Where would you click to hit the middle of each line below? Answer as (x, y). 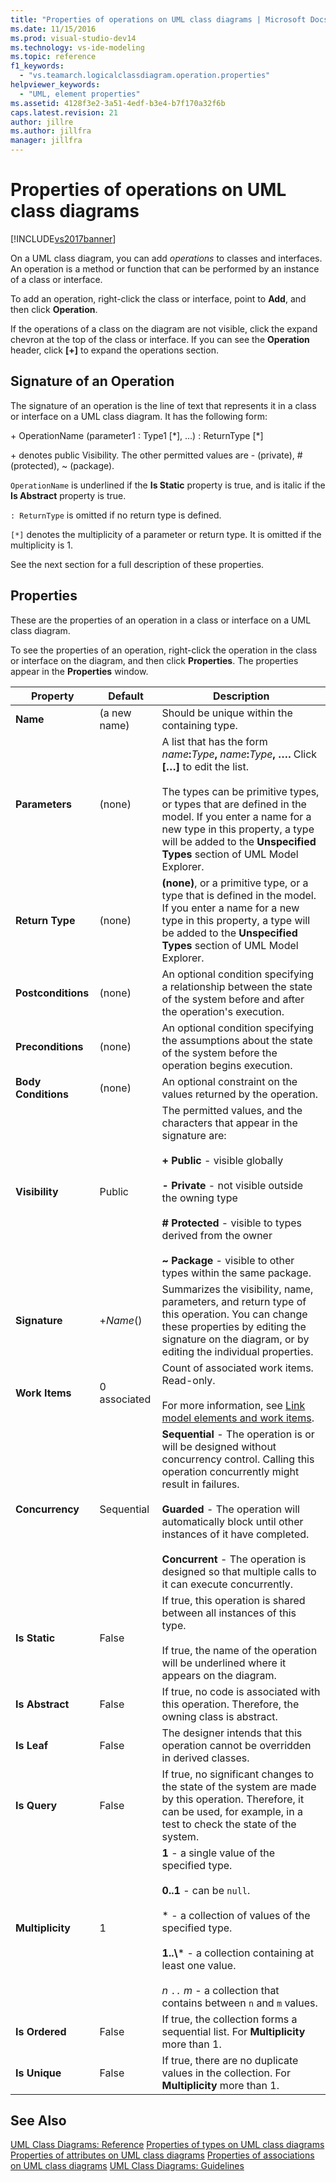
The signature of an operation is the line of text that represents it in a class (163, 405)
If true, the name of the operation (239, 1650)
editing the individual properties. (237, 1351)
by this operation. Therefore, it (233, 1799)
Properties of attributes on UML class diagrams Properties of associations (162, 2155)
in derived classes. (205, 1758)
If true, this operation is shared (233, 1600)
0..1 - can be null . (206, 1890)
